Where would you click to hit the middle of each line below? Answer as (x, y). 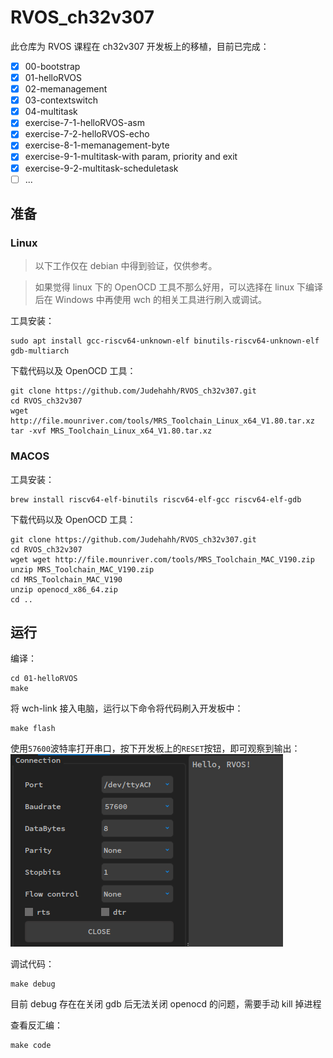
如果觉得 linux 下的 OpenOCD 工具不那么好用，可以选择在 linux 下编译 (179, 287)
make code (31, 1046)
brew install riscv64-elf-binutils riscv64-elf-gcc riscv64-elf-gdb (156, 499)
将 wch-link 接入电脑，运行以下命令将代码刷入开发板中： (127, 708)
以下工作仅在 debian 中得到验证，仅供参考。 (126, 266)
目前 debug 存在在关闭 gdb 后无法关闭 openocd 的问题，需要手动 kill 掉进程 (166, 1004)
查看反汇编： (36, 1025)
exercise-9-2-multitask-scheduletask (101, 168)
